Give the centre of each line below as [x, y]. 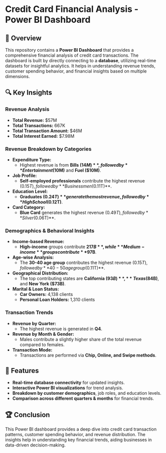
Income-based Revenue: [38, 242]
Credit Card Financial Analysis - [72, 9]
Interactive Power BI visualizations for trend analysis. [68, 388]
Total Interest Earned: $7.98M [43, 136]
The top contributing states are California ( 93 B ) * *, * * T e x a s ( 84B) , [89, 278]
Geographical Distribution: [40, 273]
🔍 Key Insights [29, 93]
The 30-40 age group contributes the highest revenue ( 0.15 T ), [83, 263]
